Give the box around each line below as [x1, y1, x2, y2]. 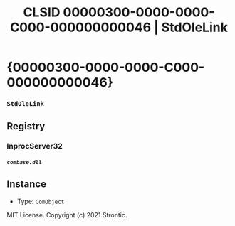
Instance [6, 178, 47, 190]
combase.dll [6, 159, 42, 166]
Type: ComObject [16, 197, 65, 205]
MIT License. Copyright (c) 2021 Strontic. [6, 210, 127, 219]
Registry [6, 120, 46, 132]
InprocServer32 [6, 141, 63, 151]
